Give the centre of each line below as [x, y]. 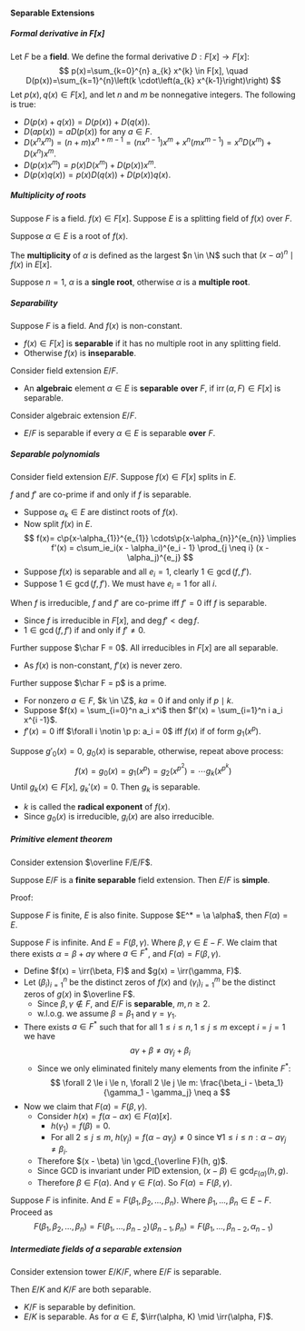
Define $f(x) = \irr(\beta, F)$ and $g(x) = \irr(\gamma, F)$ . [132, 971]
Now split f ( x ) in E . [58, 523]
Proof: [22, 897]
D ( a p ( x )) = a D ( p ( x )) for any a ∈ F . [88, 131]
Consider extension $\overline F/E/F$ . [82, 862]
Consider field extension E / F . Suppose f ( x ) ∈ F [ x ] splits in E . [123, 477]
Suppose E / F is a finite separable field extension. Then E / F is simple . [140, 879]
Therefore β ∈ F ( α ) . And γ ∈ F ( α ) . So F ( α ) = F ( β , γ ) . [134, 1182]
